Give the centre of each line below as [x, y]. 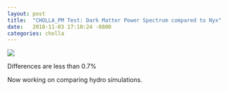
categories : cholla [36, 33]
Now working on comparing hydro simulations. [75, 80]
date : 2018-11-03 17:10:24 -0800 [59, 27]
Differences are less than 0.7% [52, 66]
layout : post [26, 14]
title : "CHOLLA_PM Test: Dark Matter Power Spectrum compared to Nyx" [114, 20]
